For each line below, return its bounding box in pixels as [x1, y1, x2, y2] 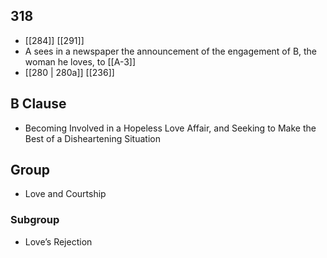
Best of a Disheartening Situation [24, 132, 161, 144]
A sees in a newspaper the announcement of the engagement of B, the [24, 45, 318, 57]
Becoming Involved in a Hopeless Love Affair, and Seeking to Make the [24, 122, 317, 134]
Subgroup [10, 213, 60, 227]
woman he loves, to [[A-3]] [24, 55, 137, 68]
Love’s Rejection [24, 235, 93, 248]
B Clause [10, 95, 67, 113]
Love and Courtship [24, 188, 107, 200]
